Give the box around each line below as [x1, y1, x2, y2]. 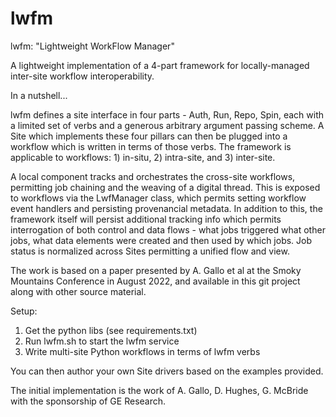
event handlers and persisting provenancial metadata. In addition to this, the [10, 202, 323, 214]
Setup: [10, 305, 38, 317]
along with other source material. [10, 285, 147, 297]
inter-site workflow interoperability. [10, 70, 155, 82]
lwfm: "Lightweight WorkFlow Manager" [10, 40, 175, 52]
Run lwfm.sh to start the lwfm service [24, 335, 180, 347]
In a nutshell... [10, 89, 68, 101]
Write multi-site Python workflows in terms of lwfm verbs [24, 345, 261, 357]
